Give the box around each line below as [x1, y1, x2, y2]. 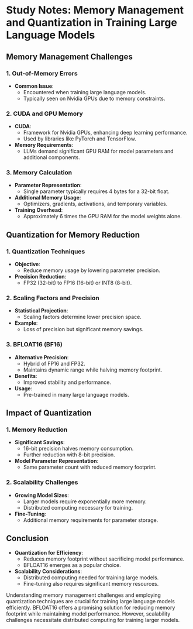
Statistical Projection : [14, 307, 68, 314]
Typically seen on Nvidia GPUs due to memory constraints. [23, 95, 166, 102]
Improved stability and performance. [23, 379, 112, 386]
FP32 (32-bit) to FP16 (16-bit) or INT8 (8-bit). [23, 279, 132, 287]
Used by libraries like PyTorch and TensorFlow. [23, 135, 136, 142]
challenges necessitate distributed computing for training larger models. [6, 616, 180, 623]
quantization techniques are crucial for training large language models [6, 597, 175, 604]
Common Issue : [14, 83, 54, 90]
